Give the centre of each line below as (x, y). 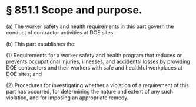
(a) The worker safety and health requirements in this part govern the (90, 26)
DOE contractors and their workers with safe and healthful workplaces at (94, 67)
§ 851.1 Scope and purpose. (74, 10)
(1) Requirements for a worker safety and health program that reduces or (94, 55)
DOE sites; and (24, 74)
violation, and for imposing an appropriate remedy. (67, 98)
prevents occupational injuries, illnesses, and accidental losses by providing (98, 61)
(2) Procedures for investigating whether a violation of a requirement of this (98, 85)
